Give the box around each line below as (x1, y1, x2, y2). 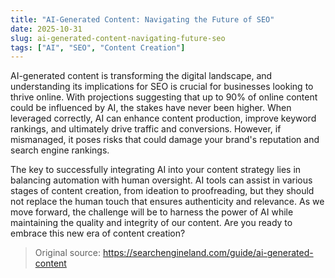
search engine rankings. (10, 144, 110, 156)
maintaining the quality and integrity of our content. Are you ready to (10, 217, 293, 229)
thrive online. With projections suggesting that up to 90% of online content (10, 91, 318, 103)
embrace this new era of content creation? (10, 227, 186, 240)
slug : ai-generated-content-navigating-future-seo (10, 33, 226, 43)
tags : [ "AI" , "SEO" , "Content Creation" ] (10, 42, 186, 53)
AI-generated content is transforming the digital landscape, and (10, 70, 273, 82)
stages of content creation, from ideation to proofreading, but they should (10, 185, 315, 197)
